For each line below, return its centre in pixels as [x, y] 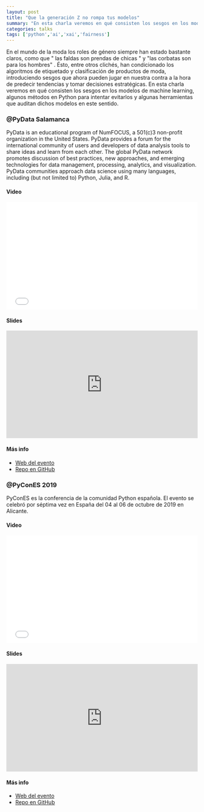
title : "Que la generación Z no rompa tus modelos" [73, 18]
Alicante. [17, 511]
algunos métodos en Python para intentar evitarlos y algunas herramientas [100, 97]
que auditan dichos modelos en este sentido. [63, 103]
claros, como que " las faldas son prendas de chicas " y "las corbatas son [99, 58]
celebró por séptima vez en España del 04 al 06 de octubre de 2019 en [95, 505]
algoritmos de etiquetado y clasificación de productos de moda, [86, 71]
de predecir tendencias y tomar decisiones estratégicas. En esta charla [95, 84]
